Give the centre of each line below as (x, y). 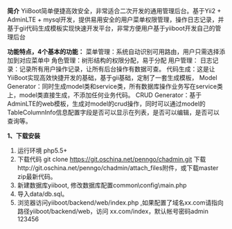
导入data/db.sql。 (43, 194)
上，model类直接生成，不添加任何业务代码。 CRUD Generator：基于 (105, 95)
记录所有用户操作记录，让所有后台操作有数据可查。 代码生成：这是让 (117, 69)
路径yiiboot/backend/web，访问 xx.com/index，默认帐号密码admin (113, 211)
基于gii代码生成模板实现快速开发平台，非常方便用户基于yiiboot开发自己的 (111, 28)
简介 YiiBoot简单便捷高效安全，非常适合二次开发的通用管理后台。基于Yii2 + (114, 11)
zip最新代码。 (37, 177)
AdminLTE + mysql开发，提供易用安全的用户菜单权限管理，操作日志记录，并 (116, 19)
